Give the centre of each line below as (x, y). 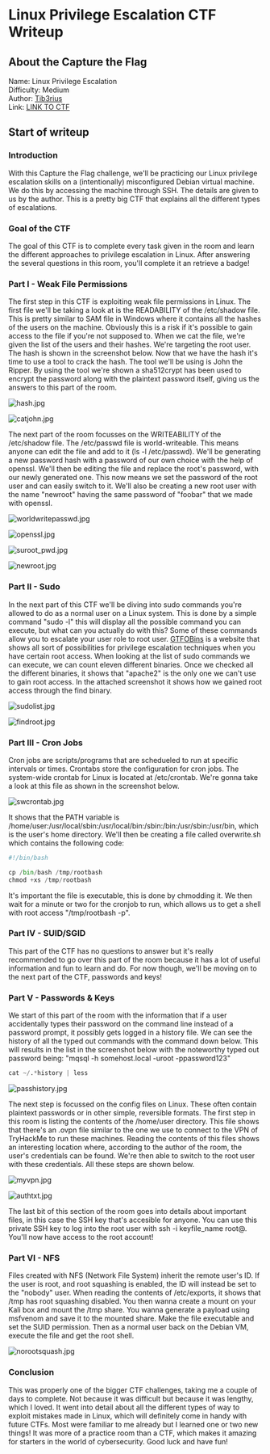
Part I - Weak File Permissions (68, 284)
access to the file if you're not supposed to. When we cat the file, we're (127, 336)
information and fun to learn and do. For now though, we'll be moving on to (133, 968)
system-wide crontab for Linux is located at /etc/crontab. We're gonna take (133, 777)
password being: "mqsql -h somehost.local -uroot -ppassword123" (120, 1058)
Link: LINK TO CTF (39, 107)
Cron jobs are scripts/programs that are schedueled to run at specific (123, 760)
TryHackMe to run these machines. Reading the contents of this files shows (134, 1138)
